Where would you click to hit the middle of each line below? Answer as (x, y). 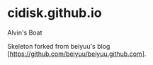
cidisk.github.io (55, 13)
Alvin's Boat (25, 32)
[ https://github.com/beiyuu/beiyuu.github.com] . (77, 54)
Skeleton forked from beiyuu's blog (59, 46)
